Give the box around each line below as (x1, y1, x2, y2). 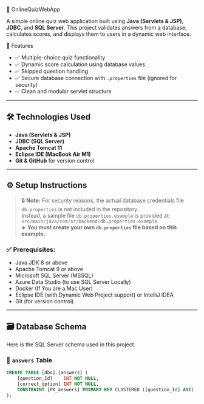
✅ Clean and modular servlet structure (15, 88, 112, 95)
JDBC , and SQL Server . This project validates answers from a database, (6, 24, 187, 31)
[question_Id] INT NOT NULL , (17, 375, 99, 382)
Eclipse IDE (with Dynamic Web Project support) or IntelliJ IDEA (15, 291, 174, 298)
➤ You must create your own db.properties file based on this (21, 223, 177, 231)
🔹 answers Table (6, 355, 53, 364)
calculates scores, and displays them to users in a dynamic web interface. (6, 30, 191, 38)
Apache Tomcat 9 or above (15, 265, 84, 272)
